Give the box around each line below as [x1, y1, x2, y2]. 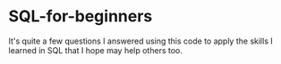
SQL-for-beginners [8, 6, 153, 27]
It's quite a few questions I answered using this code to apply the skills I [8, 36, 274, 46]
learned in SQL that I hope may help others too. [8, 44, 183, 55]
